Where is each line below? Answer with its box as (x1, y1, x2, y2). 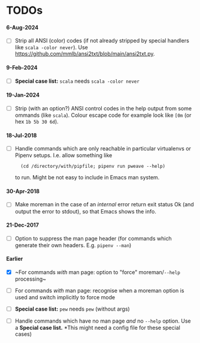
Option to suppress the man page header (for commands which (14, 234, 172, 242)
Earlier (6, 255, 23, 263)
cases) (14, 330, 32, 338)
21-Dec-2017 (6, 221, 39, 228)
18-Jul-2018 (6, 131, 37, 139)
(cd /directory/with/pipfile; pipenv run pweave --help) (20, 163, 166, 170)
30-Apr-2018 (6, 187, 40, 195)
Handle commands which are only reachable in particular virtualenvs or (14, 145, 192, 152)
